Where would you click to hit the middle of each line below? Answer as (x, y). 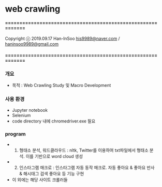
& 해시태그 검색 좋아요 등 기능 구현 (52, 173)
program (15, 134)
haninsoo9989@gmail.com (32, 44)
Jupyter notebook (30, 110)
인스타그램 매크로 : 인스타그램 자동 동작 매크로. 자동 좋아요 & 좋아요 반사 (87, 167)
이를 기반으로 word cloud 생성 (54, 156)
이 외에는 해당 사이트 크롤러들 (40, 179)
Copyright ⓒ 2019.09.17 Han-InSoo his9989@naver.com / (62, 39)
